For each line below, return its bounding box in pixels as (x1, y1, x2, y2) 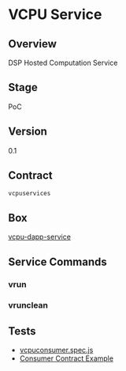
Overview (8, 37, 57, 51)
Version (8, 125, 47, 138)
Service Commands (8, 255, 108, 268)
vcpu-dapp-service (8, 232, 71, 242)
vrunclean (8, 300, 49, 311)
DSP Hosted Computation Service (8, 58, 118, 67)
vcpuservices (8, 190, 51, 198)
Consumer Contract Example (19, 354, 114, 363)
